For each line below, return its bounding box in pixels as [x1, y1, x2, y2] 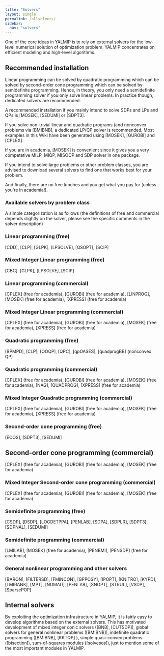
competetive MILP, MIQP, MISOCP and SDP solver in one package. [5, 152, 140, 158]
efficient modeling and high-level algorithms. [5, 50, 96, 56]
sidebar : [5, 21, 23, 26]
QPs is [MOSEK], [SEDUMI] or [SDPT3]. [5, 112, 85, 118]
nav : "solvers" [9, 26, 41, 30]
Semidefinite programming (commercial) [5, 536, 105, 543]
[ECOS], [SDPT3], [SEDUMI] [5, 434, 62, 440]
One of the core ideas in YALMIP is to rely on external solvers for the [5, 39, 144, 45]
